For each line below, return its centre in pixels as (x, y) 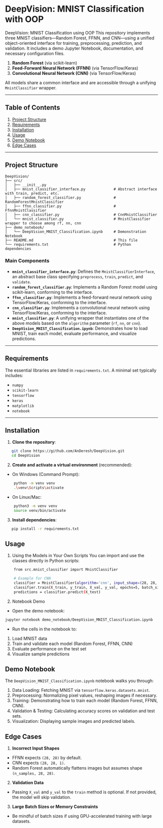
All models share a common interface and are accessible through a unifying (81, 82)
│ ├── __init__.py (26, 185)
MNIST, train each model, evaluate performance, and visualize (74, 333)
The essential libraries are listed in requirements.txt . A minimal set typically (81, 370)
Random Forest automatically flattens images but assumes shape (77, 768)
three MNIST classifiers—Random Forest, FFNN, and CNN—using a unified (80, 38)
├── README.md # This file (71, 240)
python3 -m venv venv (35, 506)
